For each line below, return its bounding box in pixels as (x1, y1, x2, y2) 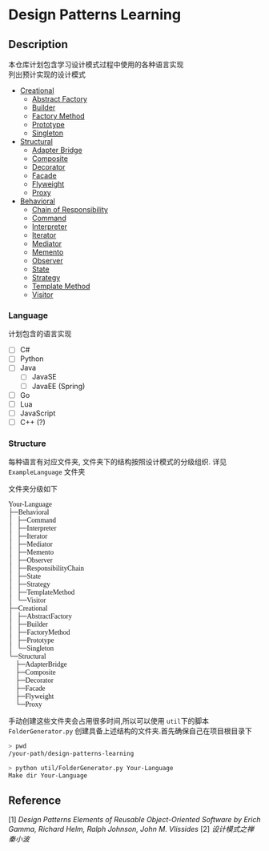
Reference (8, 794, 62, 808)
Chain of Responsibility (31, 205, 108, 214)
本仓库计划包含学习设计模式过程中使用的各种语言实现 (8, 60, 184, 69)
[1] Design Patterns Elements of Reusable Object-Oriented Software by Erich (8, 815, 261, 825)
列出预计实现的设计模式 (8, 70, 86, 79)
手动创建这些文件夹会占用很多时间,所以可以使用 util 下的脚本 (8, 717, 210, 726)
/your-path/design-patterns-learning (8, 750, 134, 758)
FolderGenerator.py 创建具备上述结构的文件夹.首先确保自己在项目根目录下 (8, 726, 252, 736)
